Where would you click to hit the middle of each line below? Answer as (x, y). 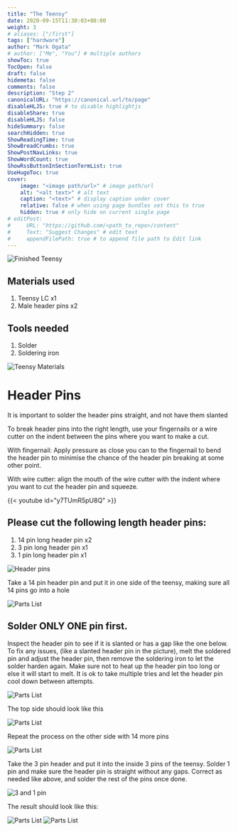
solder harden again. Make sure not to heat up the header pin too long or (114, 666)
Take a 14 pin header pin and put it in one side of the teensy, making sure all (118, 582)
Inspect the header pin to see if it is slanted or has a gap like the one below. (118, 643)
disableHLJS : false (36, 119)
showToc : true (28, 60)
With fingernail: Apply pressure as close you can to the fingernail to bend (114, 450)
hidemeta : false (31, 80)
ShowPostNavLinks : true (43, 153)
